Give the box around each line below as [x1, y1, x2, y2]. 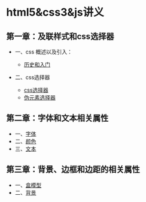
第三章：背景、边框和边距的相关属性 [6, 164, 140, 174]
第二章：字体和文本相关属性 [6, 113, 109, 123]
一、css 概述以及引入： [14, 49, 73, 55]
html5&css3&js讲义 [6, 5, 105, 19]
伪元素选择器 [23, 94, 56, 101]
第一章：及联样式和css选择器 [6, 31, 114, 41]
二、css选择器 [14, 74, 50, 81]
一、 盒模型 [14, 181, 42, 189]
